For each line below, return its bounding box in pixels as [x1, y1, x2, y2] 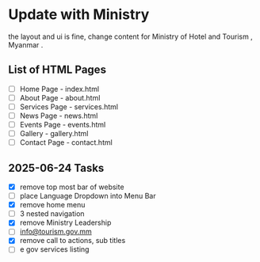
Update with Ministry [8, 6, 150, 24]
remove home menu [19, 200, 86, 210]
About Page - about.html [19, 93, 101, 102]
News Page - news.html [19, 111, 98, 120]
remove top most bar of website [19, 182, 124, 192]
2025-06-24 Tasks [8, 161, 105, 175]
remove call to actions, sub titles [19, 236, 126, 245]
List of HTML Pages [8, 63, 107, 77]
